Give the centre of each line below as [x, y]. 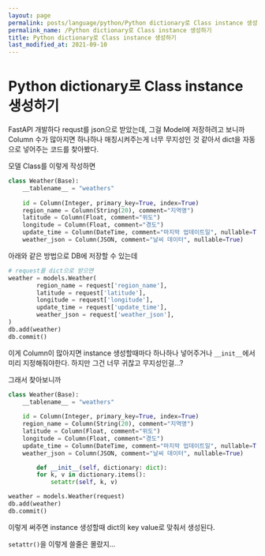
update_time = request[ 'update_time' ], [102, 308]
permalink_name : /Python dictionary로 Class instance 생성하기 [110, 30]
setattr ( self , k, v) [84, 483]
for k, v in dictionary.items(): [91, 475]
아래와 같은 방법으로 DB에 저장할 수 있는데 [73, 255]
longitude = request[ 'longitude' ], [95, 300]
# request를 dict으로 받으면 [51, 270]
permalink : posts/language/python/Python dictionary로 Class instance [126, 23]
